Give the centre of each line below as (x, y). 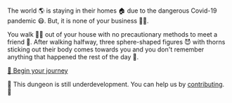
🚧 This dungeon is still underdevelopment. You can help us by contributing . (116, 84)
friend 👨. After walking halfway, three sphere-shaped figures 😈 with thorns (116, 42)
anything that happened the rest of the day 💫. (73, 57)
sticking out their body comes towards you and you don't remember (106, 49)
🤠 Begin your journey (38, 71)
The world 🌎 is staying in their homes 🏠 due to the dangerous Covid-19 (112, 11)
